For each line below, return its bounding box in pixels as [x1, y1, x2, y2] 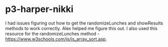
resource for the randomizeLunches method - [5, 30, 100, 36]
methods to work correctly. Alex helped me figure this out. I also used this [5, 25, 158, 31]
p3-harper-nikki [5, 3, 74, 15]
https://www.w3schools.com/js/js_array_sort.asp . [5, 36, 107, 42]
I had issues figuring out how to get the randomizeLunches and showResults [5, 20, 163, 26]
